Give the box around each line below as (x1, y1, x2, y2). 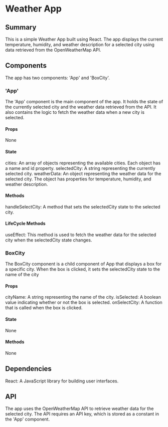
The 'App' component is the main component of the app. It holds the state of (5, 99, 163, 105)
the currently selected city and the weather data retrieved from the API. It (5, 104, 156, 110)
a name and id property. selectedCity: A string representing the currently (5, 165, 155, 171)
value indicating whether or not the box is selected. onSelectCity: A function (5, 299, 163, 306)
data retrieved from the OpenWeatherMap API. (5, 47, 101, 53)
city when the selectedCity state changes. (5, 237, 92, 243)
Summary (5, 23, 37, 32)
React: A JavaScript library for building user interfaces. (5, 378, 119, 384)
